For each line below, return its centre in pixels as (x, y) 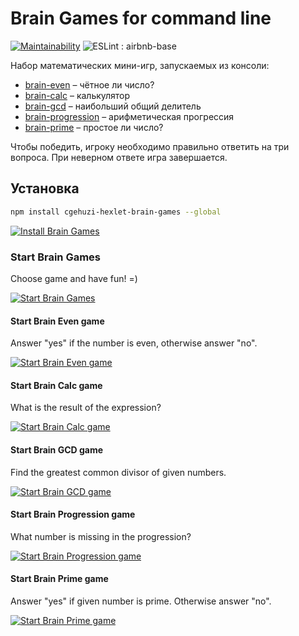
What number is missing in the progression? (101, 536)
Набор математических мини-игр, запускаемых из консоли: (140, 65)
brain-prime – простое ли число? (94, 127)
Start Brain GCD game (57, 449)
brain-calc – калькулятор (77, 95)
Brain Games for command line (141, 18)
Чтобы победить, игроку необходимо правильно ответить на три (150, 146)
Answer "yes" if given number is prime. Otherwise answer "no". (141, 601)
